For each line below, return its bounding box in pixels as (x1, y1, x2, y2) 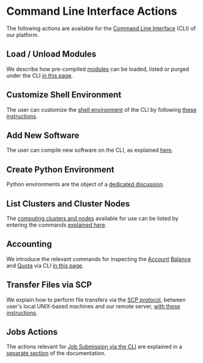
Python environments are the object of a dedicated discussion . (6, 181, 164, 188)
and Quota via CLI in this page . (6, 262, 84, 269)
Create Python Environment (6, 164, 114, 174)
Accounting (6, 239, 52, 249)
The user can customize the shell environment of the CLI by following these (6, 106, 197, 113)
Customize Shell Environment (6, 90, 122, 100)
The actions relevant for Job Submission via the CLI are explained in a (6, 343, 182, 351)
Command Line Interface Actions (6, 4, 177, 18)
